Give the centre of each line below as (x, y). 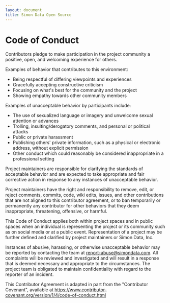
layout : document (24, 10)
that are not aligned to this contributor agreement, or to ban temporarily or (83, 200)
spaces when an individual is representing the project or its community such (85, 227)
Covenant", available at (29, 290)
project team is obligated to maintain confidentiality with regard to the (78, 269)
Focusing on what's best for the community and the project (75, 90)
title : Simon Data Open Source (38, 15)
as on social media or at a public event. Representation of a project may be (84, 232)
